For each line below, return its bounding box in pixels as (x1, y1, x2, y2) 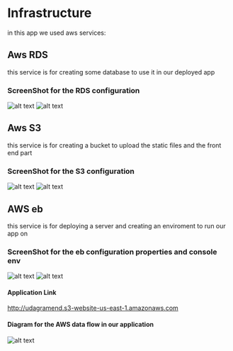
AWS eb (7, 203, 44, 215)
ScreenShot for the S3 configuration (7, 166, 135, 176)
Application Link (7, 288, 57, 296)
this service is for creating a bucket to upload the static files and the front (7, 140, 222, 150)
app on (7, 229, 28, 238)
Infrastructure (7, 5, 92, 21)
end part (7, 148, 33, 157)
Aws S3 (7, 122, 42, 134)
